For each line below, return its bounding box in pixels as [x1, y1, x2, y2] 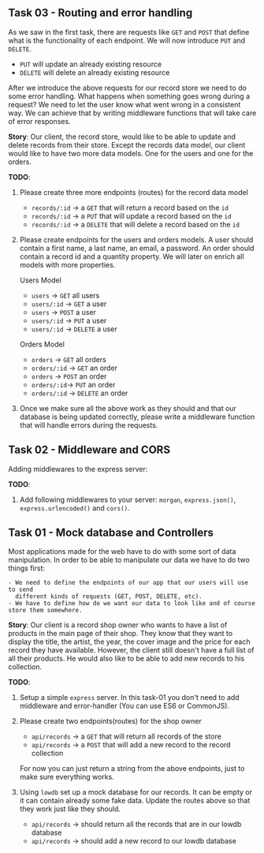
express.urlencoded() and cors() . [19, 503, 130, 512]
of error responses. [8, 116, 71, 125]
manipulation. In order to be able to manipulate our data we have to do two [8, 556, 251, 565]
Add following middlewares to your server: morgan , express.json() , [19, 495, 236, 504]
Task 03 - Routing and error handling [8, 6, 193, 20]
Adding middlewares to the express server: [8, 464, 148, 473]
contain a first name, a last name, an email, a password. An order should [19, 243, 255, 253]
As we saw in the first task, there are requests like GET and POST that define [8, 27, 250, 36]
